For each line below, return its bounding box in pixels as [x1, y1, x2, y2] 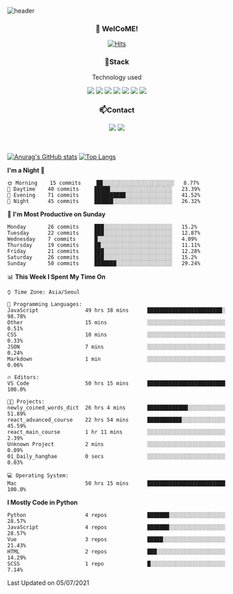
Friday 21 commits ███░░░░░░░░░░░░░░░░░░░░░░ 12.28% [7, 248, 200, 255]
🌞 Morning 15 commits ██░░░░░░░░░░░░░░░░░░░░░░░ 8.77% [7, 179, 200, 186]
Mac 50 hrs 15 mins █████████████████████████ [7, 480, 226, 487]
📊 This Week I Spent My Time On [7, 272, 106, 281]
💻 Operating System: [7, 472, 70, 479]
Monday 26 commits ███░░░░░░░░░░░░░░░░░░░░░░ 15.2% [7, 223, 198, 230]
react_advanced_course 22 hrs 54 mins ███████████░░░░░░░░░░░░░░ [7, 416, 226, 424]
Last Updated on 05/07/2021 [7, 578, 90, 587]
